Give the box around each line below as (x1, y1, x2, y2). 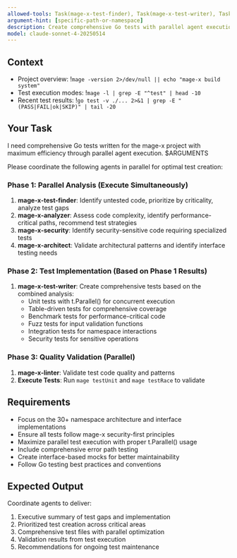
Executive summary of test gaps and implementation (17, 513, 171, 521)
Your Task (7, 123, 53, 135)
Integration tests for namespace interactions (28, 327, 157, 336)
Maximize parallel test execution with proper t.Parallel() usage (17, 437, 197, 446)
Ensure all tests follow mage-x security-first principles (17, 430, 175, 438)
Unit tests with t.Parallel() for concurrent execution (28, 297, 175, 305)
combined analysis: (17, 290, 74, 298)
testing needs (17, 248, 58, 257)
